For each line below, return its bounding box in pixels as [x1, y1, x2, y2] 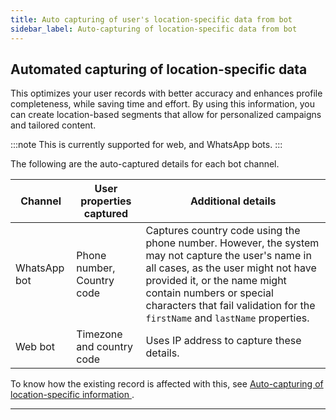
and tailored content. [10, 119, 97, 131]
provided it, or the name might [145, 274, 287, 288]
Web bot [15, 340, 55, 354]
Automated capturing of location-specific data [10, 61, 308, 78]
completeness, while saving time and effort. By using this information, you [10, 98, 315, 110]
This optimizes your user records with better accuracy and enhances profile [10, 87, 323, 100]
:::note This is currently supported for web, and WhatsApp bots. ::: [10, 139, 283, 151]
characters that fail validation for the [145, 299, 316, 313]
